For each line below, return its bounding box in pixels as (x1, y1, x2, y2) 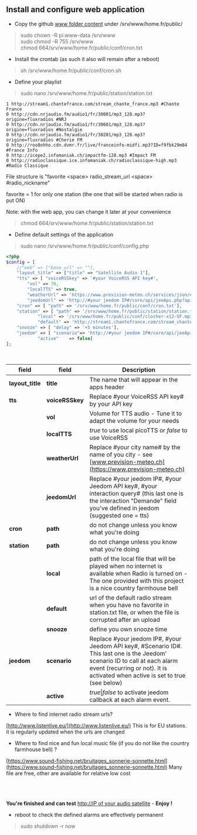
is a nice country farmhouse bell (89, 584, 178, 592)
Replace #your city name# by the (89, 443, 181, 451)
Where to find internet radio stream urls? (14, 711, 113, 718)
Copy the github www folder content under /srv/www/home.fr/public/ (14, 20, 183, 27)
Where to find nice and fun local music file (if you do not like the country (14, 739, 189, 746)
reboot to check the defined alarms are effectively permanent (14, 811, 164, 818)
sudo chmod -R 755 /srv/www (20, 38, 94, 45)
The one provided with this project (89, 577, 184, 585)
